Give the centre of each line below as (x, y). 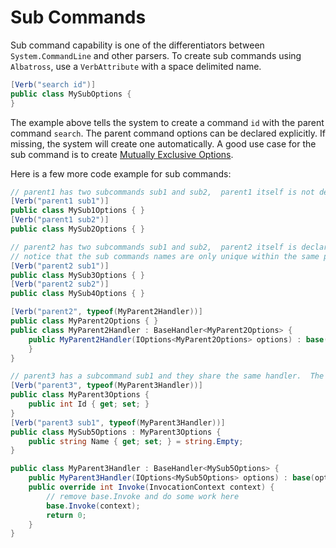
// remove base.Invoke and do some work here (143, 496)
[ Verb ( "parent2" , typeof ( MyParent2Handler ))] (106, 312)
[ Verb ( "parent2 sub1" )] (60, 266)
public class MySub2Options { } (77, 229)
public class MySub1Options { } (77, 211)
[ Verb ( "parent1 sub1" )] (60, 201)
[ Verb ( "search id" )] (53, 84)
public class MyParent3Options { (80, 395)
